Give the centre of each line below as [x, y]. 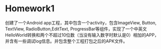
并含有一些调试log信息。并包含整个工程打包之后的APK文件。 [66, 41]
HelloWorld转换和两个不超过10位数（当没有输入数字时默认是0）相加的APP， [82, 35]
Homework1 [30, 9]
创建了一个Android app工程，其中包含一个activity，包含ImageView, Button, [81, 23]
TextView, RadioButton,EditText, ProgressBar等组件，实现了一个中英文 [76, 29]
